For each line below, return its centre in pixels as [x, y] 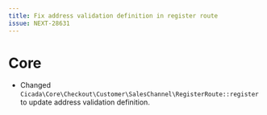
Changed [35, 85]
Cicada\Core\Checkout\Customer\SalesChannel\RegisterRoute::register [140, 94]
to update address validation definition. [85, 102]
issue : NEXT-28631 [39, 23]
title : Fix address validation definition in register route [113, 16]
